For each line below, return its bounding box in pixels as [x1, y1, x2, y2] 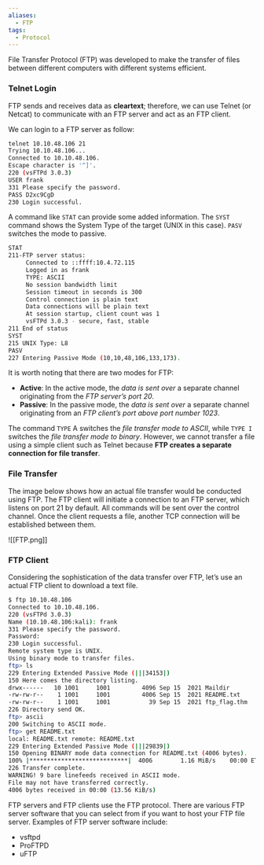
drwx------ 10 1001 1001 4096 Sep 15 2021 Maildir [8, 683, 230, 692]
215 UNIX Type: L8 [8, 339, 68, 347]
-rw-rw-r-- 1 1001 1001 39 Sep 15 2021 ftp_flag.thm [8, 698, 247, 706]
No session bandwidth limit [25, 281, 118, 289]
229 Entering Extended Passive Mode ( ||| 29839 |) [8, 742, 170, 750]
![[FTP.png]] [8, 535, 48, 544]
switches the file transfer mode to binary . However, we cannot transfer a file [8, 432, 255, 441]
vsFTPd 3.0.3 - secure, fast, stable [25, 318, 149, 326]
